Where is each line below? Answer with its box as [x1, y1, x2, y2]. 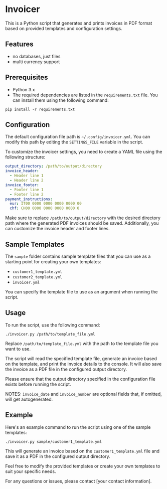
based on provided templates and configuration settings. [5, 25, 122, 31]
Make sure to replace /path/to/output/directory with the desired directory [5, 215, 160, 221]
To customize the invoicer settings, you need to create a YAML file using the [5, 149, 162, 155]
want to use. [5, 346, 31, 352]
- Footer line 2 [10, 192, 44, 197]
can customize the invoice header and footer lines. [5, 226, 110, 232]
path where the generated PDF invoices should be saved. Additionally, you [5, 220, 159, 226]
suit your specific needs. [5, 468, 56, 474]
